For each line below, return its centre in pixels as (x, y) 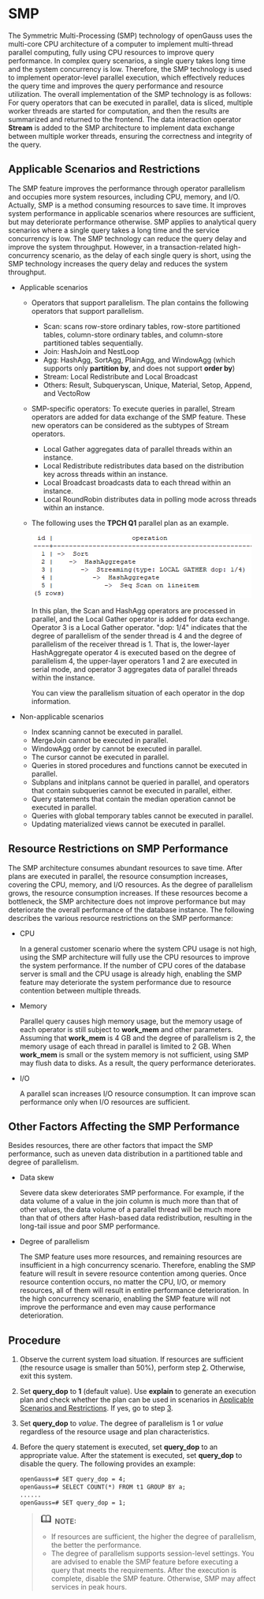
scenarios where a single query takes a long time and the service (114, 230)
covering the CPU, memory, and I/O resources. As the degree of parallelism (131, 885)
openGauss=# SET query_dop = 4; (73, 1479)
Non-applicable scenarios (61, 716)
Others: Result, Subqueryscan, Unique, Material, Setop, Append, (147, 385)
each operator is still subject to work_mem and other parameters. (126, 1029)
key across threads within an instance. (105, 474)
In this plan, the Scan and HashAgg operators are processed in (133, 610)
